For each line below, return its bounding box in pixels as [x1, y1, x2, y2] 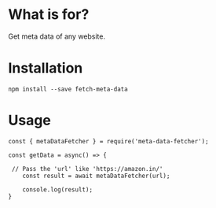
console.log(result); [22, 185, 93, 194]
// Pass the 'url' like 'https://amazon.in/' [11, 165, 163, 173]
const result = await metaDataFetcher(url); [22, 172, 170, 180]
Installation [8, 59, 83, 77]
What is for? [8, 6, 90, 24]
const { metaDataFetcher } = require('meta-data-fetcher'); [8, 137, 210, 145]
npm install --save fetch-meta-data [8, 85, 128, 93]
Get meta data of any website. [8, 32, 106, 41]
